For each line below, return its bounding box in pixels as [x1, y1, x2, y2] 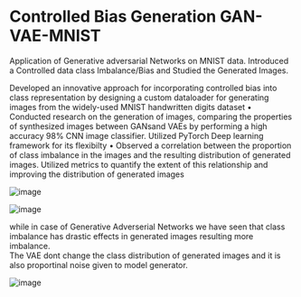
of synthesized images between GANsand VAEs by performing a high [9, 120, 268, 132]
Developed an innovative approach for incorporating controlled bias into [9, 82, 277, 93]
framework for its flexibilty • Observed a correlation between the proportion [9, 140, 292, 151]
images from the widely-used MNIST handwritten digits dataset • [9, 101, 252, 112]
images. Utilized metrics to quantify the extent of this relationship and [9, 159, 268, 170]
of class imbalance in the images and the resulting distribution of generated [9, 149, 291, 160]
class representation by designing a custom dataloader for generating [9, 92, 269, 103]
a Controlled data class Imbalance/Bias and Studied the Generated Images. [9, 65, 289, 76]
